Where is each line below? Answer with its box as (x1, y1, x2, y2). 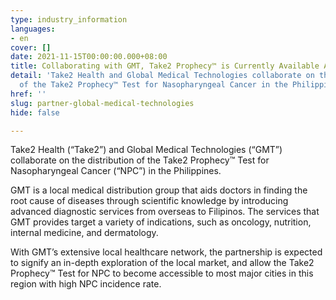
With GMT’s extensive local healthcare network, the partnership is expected (10, 246, 323, 258)
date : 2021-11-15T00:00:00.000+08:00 (10, 52, 168, 62)
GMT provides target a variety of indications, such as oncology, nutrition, (10, 216, 312, 228)
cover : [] (10, 42, 52, 53)
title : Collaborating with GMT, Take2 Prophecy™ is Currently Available (10, 61, 320, 71)
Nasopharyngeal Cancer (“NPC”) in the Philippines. (10, 165, 222, 177)
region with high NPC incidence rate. (10, 278, 162, 290)
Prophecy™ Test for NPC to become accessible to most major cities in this (10, 267, 314, 280)
